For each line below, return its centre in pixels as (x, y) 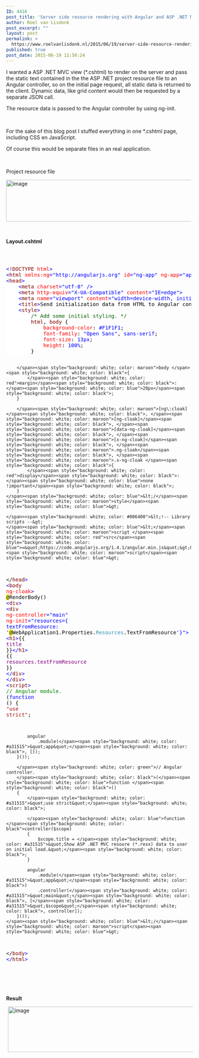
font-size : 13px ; (68, 339)
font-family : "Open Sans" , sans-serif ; (101, 333)
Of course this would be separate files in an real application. (79, 149)
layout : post (22, 33)
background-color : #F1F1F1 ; (84, 328)
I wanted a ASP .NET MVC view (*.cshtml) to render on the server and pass (97, 72)
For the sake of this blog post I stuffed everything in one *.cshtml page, (92, 131)
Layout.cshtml (24, 241)
